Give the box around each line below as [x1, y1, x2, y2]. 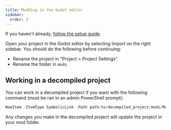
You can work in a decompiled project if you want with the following [5, 89, 148, 95]
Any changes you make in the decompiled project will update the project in [5, 114, 162, 120]
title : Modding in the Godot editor [5, 7, 83, 13]
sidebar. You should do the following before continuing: [5, 46, 121, 52]
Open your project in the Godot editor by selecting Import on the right [5, 41, 151, 47]
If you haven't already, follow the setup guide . [5, 31, 101, 37]
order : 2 [10, 17, 28, 22]
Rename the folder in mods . [12, 61, 69, 68]
